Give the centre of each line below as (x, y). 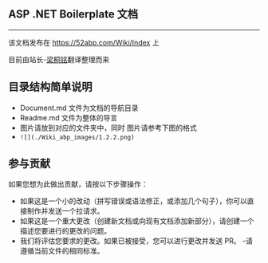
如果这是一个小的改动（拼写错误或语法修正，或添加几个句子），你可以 (133, 201)
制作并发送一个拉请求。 (65, 211)
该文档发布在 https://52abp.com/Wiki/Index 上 (84, 42)
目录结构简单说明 (50, 87)
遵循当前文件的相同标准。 (62, 251)
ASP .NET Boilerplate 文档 (73, 14)
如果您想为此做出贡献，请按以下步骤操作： (78, 184)
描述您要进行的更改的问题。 (65, 231)
